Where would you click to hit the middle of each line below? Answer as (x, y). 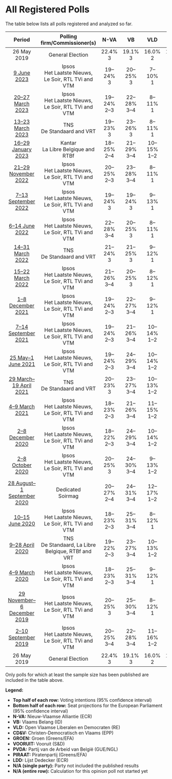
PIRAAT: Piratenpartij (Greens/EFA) (50, 754)
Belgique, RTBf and (69, 551)
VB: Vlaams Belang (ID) (37, 722)
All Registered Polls (47, 10)
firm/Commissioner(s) (68, 43)
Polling (68, 36)
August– (26, 483)
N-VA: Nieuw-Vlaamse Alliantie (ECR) (52, 716)
